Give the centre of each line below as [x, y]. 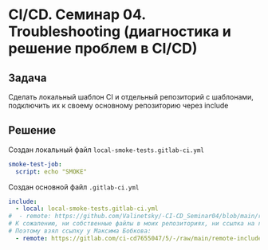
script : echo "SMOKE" [51, 172]
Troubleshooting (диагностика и [120, 31]
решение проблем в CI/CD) [103, 49]
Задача [28, 78]
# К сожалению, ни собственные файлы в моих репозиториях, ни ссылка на [132, 224]
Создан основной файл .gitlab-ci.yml [74, 187]
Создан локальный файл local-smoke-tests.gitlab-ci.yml [106, 150]
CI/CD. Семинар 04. [77, 15]
